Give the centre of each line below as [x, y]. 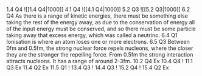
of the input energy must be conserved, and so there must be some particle [101, 29]
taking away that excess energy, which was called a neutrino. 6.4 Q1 [92, 35]
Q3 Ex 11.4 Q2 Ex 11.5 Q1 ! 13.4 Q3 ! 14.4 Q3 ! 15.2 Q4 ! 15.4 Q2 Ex [88, 67]
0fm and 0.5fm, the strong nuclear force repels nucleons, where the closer [100, 48]
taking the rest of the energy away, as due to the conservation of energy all [101, 22]
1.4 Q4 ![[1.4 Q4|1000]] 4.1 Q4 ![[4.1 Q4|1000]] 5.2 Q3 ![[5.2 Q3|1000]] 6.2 [98, 9]
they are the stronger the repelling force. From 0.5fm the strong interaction [100, 54]
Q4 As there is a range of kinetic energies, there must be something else [97, 16]
